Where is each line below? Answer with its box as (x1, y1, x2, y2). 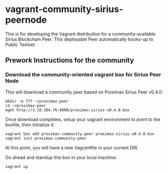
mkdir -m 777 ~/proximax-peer (5, 99, 69, 104)
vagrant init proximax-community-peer (5, 136, 87, 141)
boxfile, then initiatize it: (5, 122, 55, 128)
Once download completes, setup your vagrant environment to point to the (5, 116, 160, 122)
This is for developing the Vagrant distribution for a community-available (5, 31, 156, 37)
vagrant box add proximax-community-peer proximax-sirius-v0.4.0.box (5, 131, 155, 136)
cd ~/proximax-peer (5, 103, 46, 108)
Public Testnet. (5, 41, 36, 47)
